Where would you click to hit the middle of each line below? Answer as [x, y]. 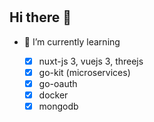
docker [53, 95]
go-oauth [58, 83]
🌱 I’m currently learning [72, 41]
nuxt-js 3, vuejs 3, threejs [91, 61]
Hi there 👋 [40, 17]
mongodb [58, 106]
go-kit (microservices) [84, 72]
